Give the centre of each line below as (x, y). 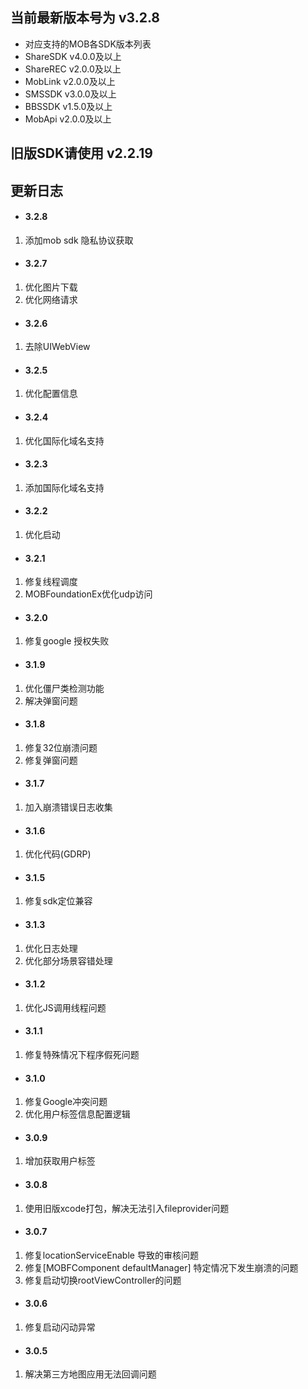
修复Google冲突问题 (66, 1102)
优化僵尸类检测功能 (64, 688)
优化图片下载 (51, 287)
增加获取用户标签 (60, 1161)
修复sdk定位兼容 (58, 901)
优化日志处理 (51, 948)
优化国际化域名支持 (64, 440)
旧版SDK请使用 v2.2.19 (81, 153)
